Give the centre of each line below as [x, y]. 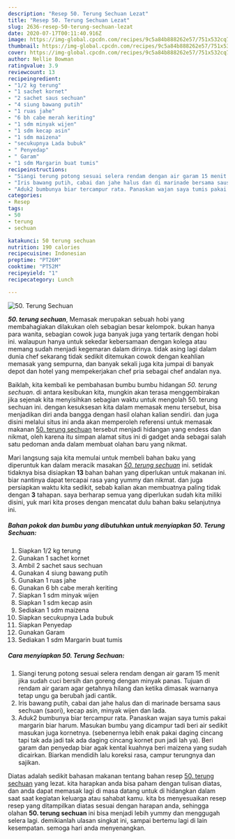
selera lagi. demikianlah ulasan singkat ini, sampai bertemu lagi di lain [108, 820]
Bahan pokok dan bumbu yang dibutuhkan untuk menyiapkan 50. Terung [116, 525]
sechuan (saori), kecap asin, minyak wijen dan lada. [92, 710]
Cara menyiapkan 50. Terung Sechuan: [66, 656]
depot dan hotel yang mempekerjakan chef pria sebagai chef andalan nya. [115, 371]
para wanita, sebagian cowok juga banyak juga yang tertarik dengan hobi [113, 334]
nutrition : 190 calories [44, 247]
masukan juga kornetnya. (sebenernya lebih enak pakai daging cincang [121, 732]
